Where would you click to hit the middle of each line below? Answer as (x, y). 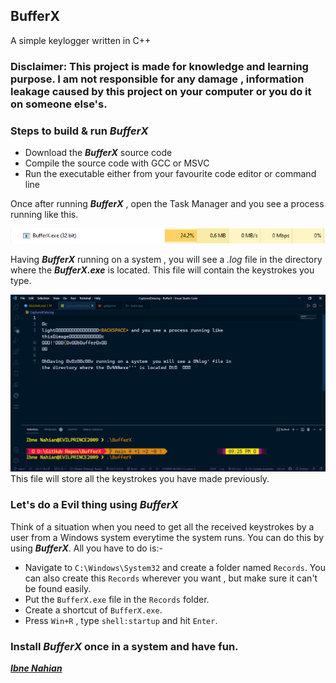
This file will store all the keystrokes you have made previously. (140, 479)
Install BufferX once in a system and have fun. (124, 646)
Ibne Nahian (36, 668)
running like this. (44, 215)
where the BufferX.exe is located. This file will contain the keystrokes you (162, 270)
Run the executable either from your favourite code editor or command (170, 174)
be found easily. (58, 588)
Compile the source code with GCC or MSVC (117, 163)
